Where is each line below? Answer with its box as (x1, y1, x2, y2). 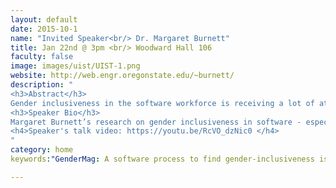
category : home (10, 145, 74, 155)
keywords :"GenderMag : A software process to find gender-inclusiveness (10, 154, 315, 164)
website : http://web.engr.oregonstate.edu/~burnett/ (10, 71, 235, 81)
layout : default (10, 14, 78, 25)
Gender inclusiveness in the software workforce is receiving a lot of (10, 98, 315, 108)
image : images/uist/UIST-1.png (10, 61, 141, 71)
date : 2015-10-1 (10, 24, 78, 34)
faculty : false (10, 52, 74, 62)
